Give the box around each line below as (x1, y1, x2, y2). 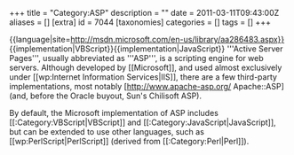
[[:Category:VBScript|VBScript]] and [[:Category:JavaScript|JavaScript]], (9, 117, 277, 128)
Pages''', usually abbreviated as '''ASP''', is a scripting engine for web (9, 53, 264, 63)
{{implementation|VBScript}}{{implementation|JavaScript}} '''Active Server (9, 43, 283, 54)
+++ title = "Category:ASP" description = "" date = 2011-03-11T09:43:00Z (9, 8, 280, 18)
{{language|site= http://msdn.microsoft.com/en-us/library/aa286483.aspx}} (9, 35, 285, 44)
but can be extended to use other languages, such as (9, 127, 204, 136)
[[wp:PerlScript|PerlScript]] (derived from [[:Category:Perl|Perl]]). (9, 136, 250, 146)
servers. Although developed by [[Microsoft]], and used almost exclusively (9, 62, 282, 73)
